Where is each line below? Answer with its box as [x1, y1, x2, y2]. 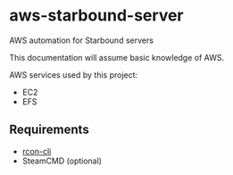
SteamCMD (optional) [21, 155, 103, 166]
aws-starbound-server [9, 5, 185, 26]
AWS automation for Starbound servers [9, 35, 154, 46]
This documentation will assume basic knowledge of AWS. [9, 52, 225, 62]
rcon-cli [21, 146, 52, 156]
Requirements [9, 122, 89, 137]
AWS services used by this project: [9, 69, 138, 80]
